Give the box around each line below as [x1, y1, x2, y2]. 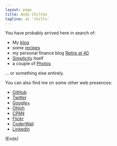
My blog [12, 40, 30, 46]
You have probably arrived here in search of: [5, 30, 96, 36]
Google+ [12, 100, 31, 106]
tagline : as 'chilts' [5, 16, 50, 21]
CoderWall [12, 121, 34, 127]
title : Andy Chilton [5, 12, 48, 17]
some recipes [12, 45, 40, 51]
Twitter [12, 95, 27, 100]
